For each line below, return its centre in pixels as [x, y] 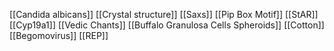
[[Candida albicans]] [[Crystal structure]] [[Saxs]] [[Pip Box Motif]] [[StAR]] [164, 14]
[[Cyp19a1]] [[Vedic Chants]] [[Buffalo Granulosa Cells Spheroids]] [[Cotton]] [167, 25]
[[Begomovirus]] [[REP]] [59, 35]
